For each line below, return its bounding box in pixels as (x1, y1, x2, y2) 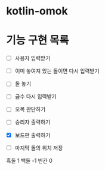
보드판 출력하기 (14, 131, 51, 139)
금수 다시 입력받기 (14, 93, 57, 100)
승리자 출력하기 (14, 118, 51, 126)
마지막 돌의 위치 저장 (14, 144, 63, 151)
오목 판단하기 (14, 106, 46, 113)
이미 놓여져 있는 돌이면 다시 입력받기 (14, 67, 100, 74)
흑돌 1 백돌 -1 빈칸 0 (6, 157, 52, 164)
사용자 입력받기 (14, 55, 51, 62)
